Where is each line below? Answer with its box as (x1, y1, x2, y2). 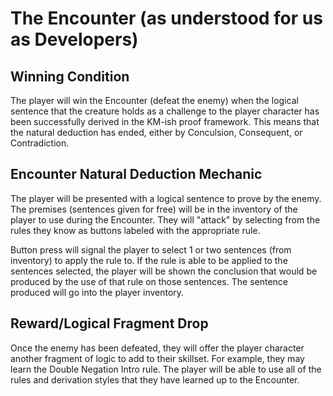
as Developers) (10, 28, 139, 51)
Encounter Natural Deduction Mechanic (10, 166, 263, 183)
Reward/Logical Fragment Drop (10, 315, 209, 332)
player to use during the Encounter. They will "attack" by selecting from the (10, 213, 321, 226)
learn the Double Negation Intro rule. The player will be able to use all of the (10, 363, 322, 375)
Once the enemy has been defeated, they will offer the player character (10, 342, 305, 354)
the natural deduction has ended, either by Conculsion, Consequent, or (10, 127, 303, 138)
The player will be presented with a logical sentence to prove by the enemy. (10, 192, 322, 204)
